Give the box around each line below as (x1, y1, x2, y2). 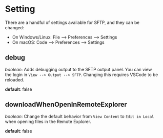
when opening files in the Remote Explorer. (5, 118, 91, 124)
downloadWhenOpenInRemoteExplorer (5, 100, 127, 109)
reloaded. (5, 77, 24, 82)
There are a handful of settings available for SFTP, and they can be (5, 20, 140, 25)
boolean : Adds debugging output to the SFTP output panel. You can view (5, 66, 152, 72)
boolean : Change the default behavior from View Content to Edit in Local (5, 113, 154, 119)
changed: (5, 24, 24, 30)
